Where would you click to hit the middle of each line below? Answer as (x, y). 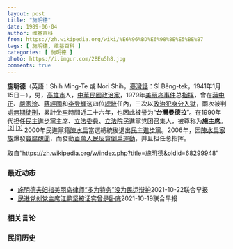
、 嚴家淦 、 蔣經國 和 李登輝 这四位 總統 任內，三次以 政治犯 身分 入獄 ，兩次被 (117, 103)
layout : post (26, 14)
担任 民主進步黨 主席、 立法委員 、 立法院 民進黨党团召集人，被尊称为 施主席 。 (120, 121)
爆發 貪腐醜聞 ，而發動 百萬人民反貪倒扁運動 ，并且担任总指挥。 (102, 138)
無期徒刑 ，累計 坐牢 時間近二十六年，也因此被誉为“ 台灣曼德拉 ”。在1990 (114, 112)
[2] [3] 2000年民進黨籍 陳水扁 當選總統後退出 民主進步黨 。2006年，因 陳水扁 (113, 129)
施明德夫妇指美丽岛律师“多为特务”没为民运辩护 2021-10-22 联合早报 (113, 189)
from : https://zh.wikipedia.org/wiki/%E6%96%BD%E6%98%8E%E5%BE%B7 (105, 40)
